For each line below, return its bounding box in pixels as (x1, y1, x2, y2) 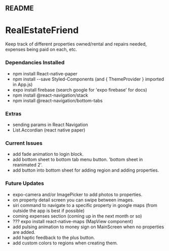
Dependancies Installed (5, 59, 65, 66)
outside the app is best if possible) (12, 207, 85, 214)
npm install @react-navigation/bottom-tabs (12, 97, 103, 103)
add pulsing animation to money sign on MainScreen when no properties (12, 224, 164, 230)
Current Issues (5, 139, 43, 146)
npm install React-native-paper (12, 70, 77, 76)
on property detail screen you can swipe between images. (12, 197, 134, 203)
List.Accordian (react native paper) (12, 127, 86, 133)
